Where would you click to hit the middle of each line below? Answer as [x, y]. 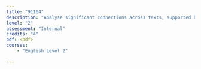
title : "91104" [25, 12]
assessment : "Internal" [36, 28]
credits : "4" [22, 34]
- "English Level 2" [42, 51]
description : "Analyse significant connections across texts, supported [99, 17]
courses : [17, 46]
